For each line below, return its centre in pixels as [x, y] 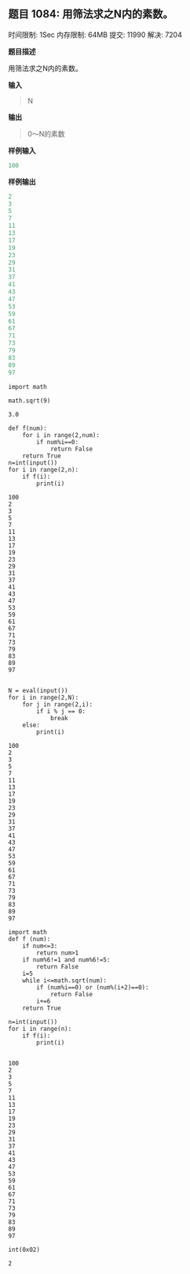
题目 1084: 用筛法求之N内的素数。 [91, 14]
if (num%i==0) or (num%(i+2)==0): [93, 987]
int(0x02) [24, 1250]
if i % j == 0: [61, 711]
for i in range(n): [40, 1029]
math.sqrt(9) [29, 401]
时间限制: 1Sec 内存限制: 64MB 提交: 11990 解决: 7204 [95, 35]
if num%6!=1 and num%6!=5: [66, 960]
